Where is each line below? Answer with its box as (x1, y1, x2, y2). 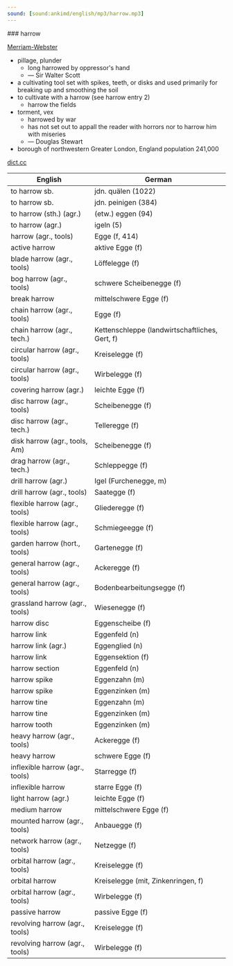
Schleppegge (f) (94, 460, 148, 470)
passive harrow (10, 907, 61, 917)
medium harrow (10, 804, 62, 814)
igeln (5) (94, 220, 123, 230)
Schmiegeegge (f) (94, 523, 154, 532)
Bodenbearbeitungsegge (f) (94, 582, 186, 592)
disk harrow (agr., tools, (10, 436, 88, 446)
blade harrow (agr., (10, 254, 73, 264)
